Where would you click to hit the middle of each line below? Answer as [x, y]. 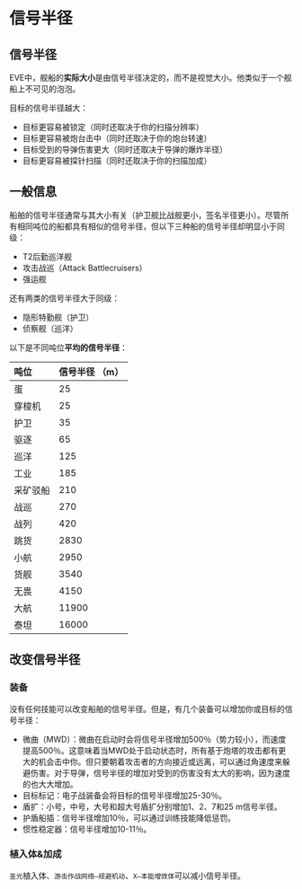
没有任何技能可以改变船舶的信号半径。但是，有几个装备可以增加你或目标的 [147, 709]
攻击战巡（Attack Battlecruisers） [84, 268]
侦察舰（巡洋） [50, 328]
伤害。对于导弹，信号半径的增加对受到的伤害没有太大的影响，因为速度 [160, 772]
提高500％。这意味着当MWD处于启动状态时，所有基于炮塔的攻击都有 [150, 750]
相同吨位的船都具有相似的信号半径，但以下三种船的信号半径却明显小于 [147, 226]
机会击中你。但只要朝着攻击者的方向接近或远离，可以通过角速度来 [160, 761]
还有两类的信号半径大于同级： [64, 298]
